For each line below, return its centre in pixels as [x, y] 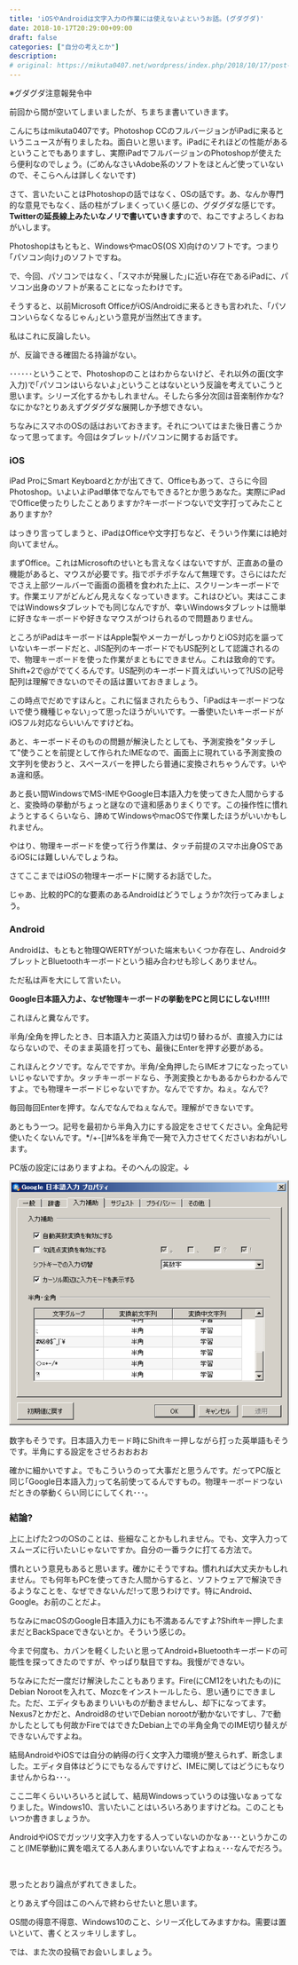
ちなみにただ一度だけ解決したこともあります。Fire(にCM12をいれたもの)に [145, 1681]
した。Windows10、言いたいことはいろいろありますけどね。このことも [154, 1807]
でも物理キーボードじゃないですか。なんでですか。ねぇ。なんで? [150, 1088]
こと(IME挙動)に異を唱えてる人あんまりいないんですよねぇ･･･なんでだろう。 [148, 1848]
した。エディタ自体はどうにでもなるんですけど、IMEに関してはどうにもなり [147, 1766]
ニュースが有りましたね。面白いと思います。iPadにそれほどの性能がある [156, 142]
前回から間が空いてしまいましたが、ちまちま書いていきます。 [121, 112]
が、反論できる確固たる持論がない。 [75, 355]
